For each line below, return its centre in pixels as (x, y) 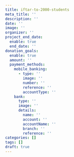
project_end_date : (24, 37)
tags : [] (14, 142)
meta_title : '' (21, 14)
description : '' (22, 19)
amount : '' (21, 60)
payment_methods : (27, 64)
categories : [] (21, 138)
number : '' (34, 83)
